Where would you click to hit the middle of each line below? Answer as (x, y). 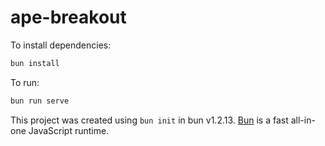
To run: (25, 82)
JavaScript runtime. (69, 130)
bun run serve (40, 101)
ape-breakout (68, 17)
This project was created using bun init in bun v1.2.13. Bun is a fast (149, 120)
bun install (35, 63)
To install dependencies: (61, 45)
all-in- (303, 120)
